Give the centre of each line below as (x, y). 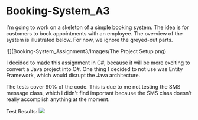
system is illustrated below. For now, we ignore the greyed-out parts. (90, 40)
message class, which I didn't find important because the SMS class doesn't (99, 93)
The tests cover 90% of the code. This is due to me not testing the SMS (93, 86)
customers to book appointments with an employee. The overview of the (95, 33)
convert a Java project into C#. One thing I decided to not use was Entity (95, 69)
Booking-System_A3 (58, 11)
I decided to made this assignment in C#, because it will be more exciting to (98, 63)
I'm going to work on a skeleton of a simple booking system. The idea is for (98, 27)
